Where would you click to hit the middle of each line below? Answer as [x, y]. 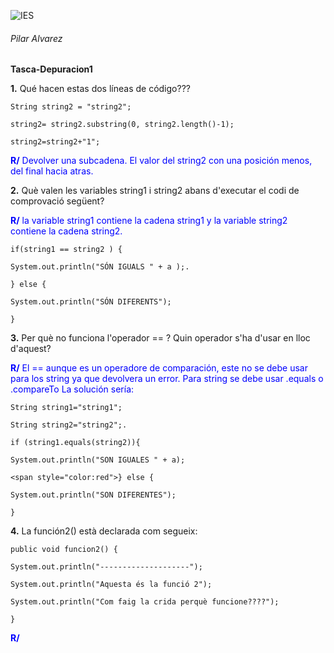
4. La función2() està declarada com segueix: [104, 531]
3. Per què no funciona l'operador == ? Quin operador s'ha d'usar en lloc [160, 338]
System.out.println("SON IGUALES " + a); [98, 460]
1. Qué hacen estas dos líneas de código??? [100, 89]
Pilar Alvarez [36, 38]
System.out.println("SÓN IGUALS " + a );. [100, 267]
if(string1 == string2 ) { [66, 250]
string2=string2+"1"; [55, 142]
